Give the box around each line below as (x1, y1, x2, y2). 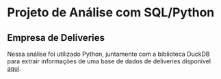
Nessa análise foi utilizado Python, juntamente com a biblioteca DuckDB (7, 50, 210, 58)
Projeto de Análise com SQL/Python (7, 5, 215, 20)
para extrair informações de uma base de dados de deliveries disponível (7, 57, 211, 65)
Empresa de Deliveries (7, 32, 105, 44)
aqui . (7, 65, 22, 72)
